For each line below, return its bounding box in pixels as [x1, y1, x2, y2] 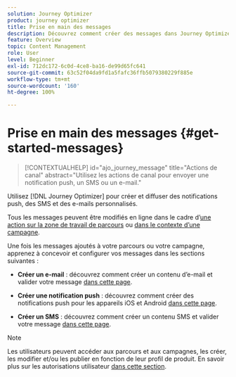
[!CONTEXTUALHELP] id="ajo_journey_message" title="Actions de [24, 163, 218, 172]
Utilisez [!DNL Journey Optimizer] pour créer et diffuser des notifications [7, 192, 218, 200]
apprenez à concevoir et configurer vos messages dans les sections [7, 249, 205, 257]
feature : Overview [7, 37, 61, 44]
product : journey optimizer [7, 17, 90, 24]
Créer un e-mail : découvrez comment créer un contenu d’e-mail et [17, 270, 213, 279]
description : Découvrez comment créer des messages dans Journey [7, 30, 202, 37]
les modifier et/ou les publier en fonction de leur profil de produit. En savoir [7, 354, 225, 363]
